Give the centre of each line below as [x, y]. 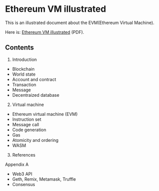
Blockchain [23, 69]
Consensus [23, 184]
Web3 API [22, 174]
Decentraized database [36, 95]
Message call [25, 124]
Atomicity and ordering [35, 140]
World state [24, 74]
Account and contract [34, 79]
